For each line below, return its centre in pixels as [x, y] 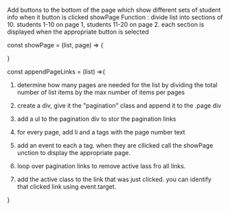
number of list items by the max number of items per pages [101, 92]
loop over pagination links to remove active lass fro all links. [101, 166]
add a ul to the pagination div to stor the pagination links [96, 119]
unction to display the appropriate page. [73, 153]
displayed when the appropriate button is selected [78, 32]
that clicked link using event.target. [67, 187]
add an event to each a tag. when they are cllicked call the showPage [115, 145]
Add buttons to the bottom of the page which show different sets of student [114, 10]
